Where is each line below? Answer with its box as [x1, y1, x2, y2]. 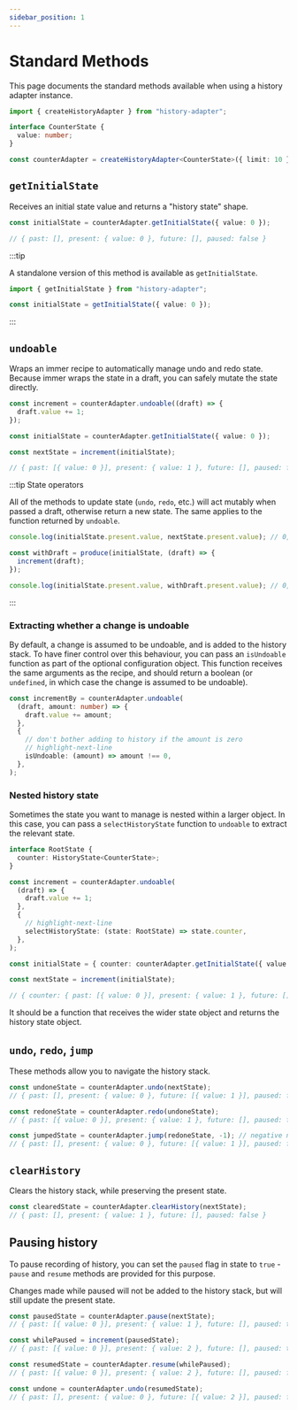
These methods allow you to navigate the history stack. [9, 1066, 210, 1076]
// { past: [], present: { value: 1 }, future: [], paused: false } [9, 1210, 267, 1220]
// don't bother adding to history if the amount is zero [25, 736, 243, 744]
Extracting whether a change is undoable [9, 619, 190, 631]
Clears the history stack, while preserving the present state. [9, 1185, 227, 1196]
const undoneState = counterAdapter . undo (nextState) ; [9, 1083, 212, 1091]
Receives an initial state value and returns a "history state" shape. [9, 201, 249, 212]
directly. [9, 382, 39, 393]
